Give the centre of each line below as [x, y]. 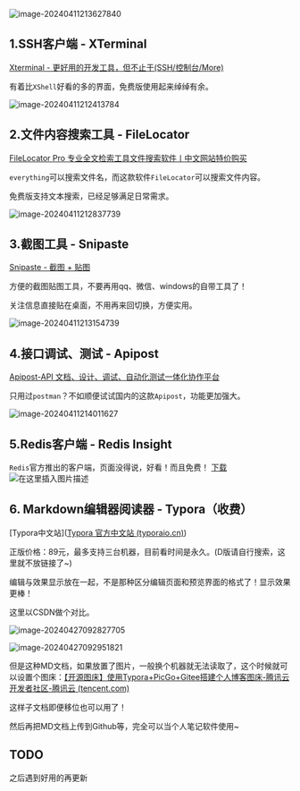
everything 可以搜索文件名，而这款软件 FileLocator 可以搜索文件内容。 [137, 177]
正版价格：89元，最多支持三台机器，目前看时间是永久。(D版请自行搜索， [144, 551]
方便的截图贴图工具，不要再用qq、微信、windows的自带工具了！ [128, 286]
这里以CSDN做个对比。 [52, 612]
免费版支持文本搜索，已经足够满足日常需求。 [92, 196]
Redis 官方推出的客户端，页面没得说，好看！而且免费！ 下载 [118, 468]
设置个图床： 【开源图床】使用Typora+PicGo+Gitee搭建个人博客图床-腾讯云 [153, 676]
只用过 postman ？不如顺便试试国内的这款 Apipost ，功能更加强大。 [127, 396]
